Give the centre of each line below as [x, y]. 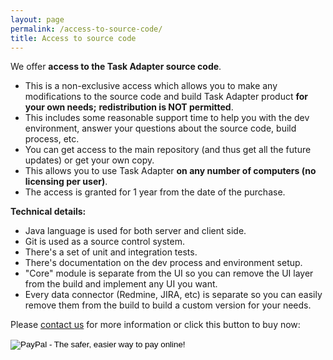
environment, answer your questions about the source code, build [160, 128]
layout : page [37, 19]
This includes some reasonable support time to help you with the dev [167, 118]
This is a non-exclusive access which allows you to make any [151, 86]
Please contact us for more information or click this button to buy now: [155, 325]
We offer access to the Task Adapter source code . [116, 67]
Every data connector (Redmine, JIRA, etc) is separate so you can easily [173, 295]
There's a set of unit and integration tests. [111, 252]
